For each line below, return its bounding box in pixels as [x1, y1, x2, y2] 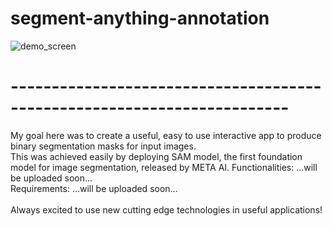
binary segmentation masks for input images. [10, 140, 197, 152]
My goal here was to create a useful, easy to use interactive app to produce [10, 129, 322, 141]
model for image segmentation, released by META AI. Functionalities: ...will [10, 161, 318, 173]
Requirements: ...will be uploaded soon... [10, 182, 178, 194]
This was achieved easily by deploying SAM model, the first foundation [10, 150, 303, 162]
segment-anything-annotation [10, 7, 270, 30]
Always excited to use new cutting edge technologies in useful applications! [10, 203, 323, 216]
